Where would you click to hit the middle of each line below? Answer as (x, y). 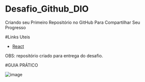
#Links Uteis (18, 37)
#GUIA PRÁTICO (22, 65)
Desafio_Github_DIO (47, 9)
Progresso (15, 27)
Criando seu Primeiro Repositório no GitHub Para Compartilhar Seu (73, 22)
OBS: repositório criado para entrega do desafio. (54, 56)
